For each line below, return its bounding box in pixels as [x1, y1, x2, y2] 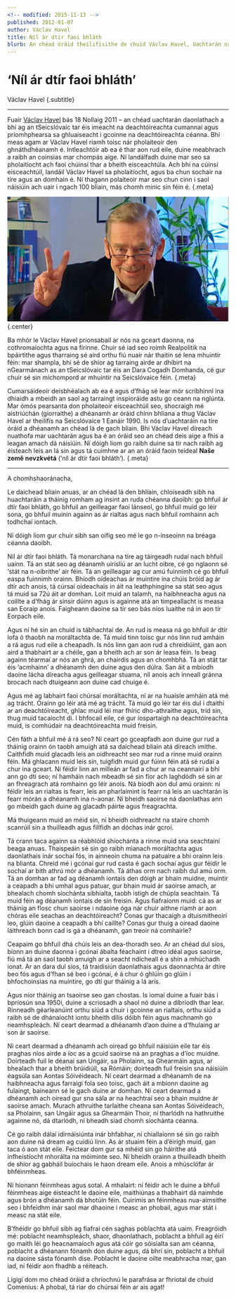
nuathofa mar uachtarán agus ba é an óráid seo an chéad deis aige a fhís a [7, 431, 224, 440]
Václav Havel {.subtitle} [7, 96, 75, 104]
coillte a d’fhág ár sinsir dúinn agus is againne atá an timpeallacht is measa [7, 597, 224, 605]
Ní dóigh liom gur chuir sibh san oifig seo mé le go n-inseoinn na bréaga [7, 531, 216, 539]
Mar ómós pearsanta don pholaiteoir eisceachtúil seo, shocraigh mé [7, 401, 204, 410]
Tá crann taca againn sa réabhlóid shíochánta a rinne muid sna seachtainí [7, 837, 220, 845]
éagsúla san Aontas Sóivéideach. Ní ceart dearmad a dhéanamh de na [7, 1071, 211, 1080]
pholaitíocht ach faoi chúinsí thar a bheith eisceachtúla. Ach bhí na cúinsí [7, 160, 218, 169]
